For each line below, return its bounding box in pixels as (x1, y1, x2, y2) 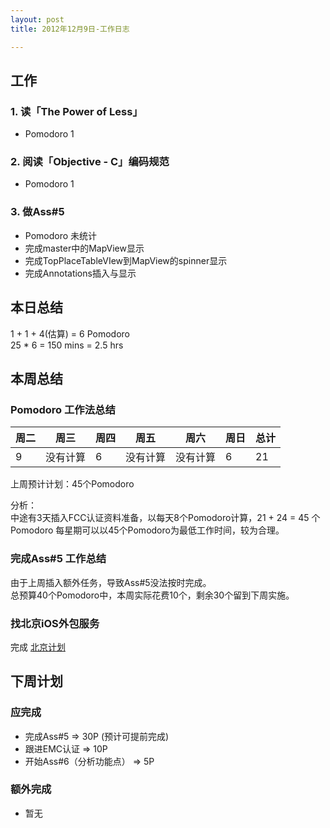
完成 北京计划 (10, 641, 66, 653)
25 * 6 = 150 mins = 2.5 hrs (10, 339, 124, 351)
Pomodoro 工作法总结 (10, 402, 116, 416)
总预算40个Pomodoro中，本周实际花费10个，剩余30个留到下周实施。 (10, 589, 295, 601)
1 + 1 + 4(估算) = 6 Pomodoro (10, 327, 130, 340)
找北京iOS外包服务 (10, 616, 100, 630)
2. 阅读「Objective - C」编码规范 (10, 155, 170, 169)
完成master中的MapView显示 (24, 242, 145, 254)
